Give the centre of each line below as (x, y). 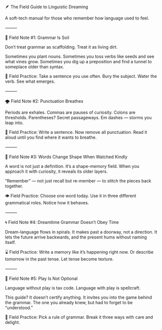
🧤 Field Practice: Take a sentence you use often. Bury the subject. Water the (81, 76)
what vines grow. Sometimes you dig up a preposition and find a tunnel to (78, 62)
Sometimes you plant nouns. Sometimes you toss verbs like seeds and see (80, 56)
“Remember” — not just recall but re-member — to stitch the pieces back (78, 181)
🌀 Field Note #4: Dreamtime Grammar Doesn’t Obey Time (62, 222)
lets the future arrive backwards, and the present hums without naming (76, 237)
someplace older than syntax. (35, 67)
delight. (13, 322)
